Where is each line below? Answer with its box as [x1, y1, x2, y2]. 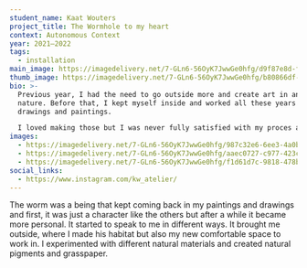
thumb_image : [9, 73, 59, 82]
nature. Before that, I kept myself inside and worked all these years [17, 98, 297, 108]
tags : [9, 48, 30, 57]
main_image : [9, 65, 55, 74]
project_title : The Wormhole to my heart [9, 22, 170, 31]
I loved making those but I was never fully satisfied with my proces [17, 123, 292, 133]
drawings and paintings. [17, 107, 112, 116]
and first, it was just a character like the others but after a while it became [9, 209, 286, 220]
